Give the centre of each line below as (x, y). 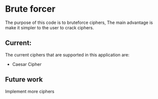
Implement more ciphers (30, 91)
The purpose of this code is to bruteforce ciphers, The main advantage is (79, 22)
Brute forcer (30, 9)
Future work (24, 80)
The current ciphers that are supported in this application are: (67, 55)
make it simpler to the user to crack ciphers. (50, 27)
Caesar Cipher (27, 64)
